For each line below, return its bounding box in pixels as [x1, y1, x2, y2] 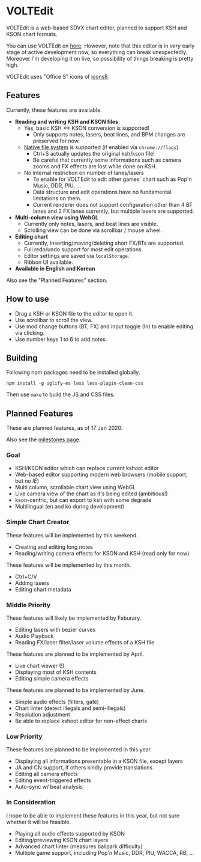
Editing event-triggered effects [14, 777, 91, 784]
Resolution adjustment [14, 711, 71, 718]
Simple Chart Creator [6, 518, 70, 527]
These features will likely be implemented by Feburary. [6, 614, 142, 622]
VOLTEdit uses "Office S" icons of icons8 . [6, 73, 110, 80]
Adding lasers [14, 579, 50, 587]
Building [6, 353, 38, 363]
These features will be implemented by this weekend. [6, 531, 138, 539]
